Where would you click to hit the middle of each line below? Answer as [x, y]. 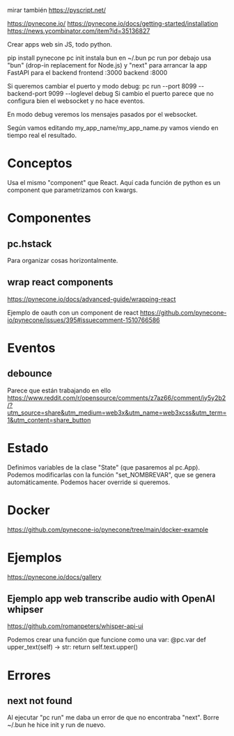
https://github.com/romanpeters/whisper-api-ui [76, 626]
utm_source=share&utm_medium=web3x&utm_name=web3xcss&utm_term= [117, 413]
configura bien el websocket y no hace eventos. [76, 101]
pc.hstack [30, 244]
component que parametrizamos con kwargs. [72, 190]
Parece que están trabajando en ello [59, 390]
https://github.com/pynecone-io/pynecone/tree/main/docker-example [108, 529]
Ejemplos [34, 558]
